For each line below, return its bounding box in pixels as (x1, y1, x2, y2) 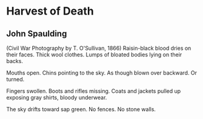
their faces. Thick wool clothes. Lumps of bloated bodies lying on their (6, 51, 182, 58)
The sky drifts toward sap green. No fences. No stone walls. (6, 106, 156, 113)
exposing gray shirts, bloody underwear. (6, 94, 107, 101)
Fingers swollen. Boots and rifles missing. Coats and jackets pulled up (6, 87, 181, 95)
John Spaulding (6, 29, 67, 39)
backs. (6, 58, 23, 64)
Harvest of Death (6, 4, 94, 18)
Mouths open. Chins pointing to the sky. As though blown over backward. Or (6, 69, 198, 76)
